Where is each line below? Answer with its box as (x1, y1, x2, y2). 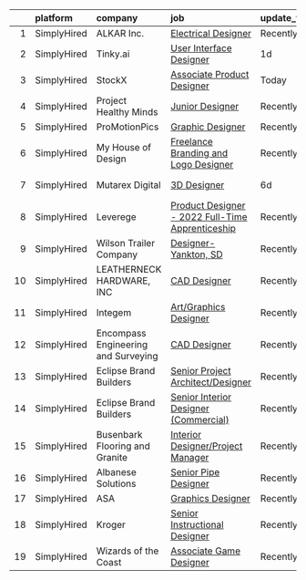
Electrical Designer (169, 27, 252, 39)
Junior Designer (169, 100, 240, 112)
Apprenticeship (169, 223, 237, 234)
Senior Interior (169, 391, 232, 403)
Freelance (169, 136, 214, 148)
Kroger (96, 519, 126, 531)
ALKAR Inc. (96, 27, 145, 39)
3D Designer (169, 179, 225, 191)
